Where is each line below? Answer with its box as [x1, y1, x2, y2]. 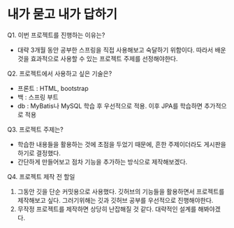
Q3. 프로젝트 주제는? [7, 125, 64, 134]
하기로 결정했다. [17, 148, 61, 157]
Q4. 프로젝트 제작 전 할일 [7, 172, 75, 180]
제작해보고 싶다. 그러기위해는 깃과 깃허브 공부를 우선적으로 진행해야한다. [17, 196, 214, 204]
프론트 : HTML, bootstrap [17, 84, 89, 92]
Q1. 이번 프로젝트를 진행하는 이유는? [7, 31, 105, 39]
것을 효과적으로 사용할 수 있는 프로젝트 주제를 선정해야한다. [17, 54, 178, 63]
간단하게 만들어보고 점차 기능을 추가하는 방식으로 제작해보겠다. [17, 157, 188, 166]
